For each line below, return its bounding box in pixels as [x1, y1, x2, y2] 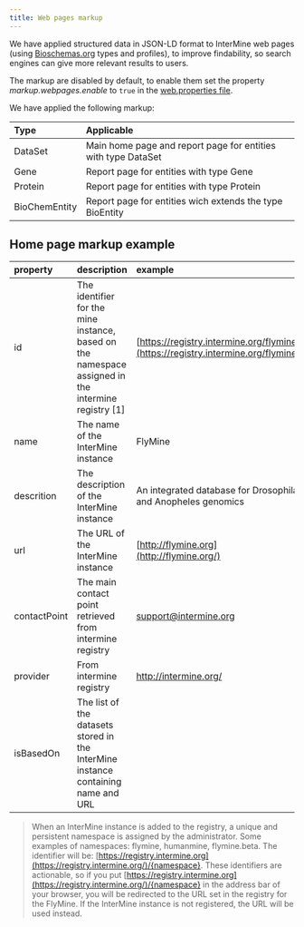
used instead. [31, 908, 83, 919]
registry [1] [76, 404, 126, 416]
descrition [14, 490, 57, 503]
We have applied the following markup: [9, 102, 156, 113]
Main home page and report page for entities [85, 139, 276, 151]
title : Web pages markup [9, 13, 103, 23]
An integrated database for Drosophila [136, 484, 299, 497]
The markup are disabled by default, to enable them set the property [9, 74, 265, 86]
